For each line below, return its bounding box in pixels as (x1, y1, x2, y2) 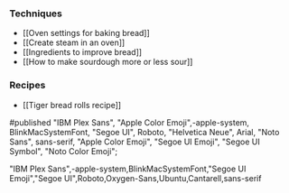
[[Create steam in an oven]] (22, 37, 126, 48)
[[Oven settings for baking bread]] (22, 28, 151, 39)
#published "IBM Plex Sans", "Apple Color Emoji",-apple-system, (9, 116, 250, 128)
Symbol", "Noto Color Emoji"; (9, 145, 118, 156)
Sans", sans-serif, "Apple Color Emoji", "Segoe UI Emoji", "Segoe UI (9, 136, 260, 147)
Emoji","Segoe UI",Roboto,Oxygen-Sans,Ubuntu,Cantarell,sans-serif (9, 172, 262, 183)
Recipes (9, 79, 46, 92)
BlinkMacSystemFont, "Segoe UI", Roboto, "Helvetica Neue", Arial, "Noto (9, 126, 280, 137)
